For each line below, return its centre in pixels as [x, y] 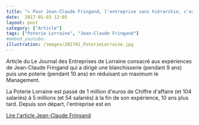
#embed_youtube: [26, 39]
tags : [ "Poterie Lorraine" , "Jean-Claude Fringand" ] [73, 34]
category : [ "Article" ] [34, 28]
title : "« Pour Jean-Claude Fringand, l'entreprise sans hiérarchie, [94, 11]
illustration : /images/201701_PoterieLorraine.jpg [70, 45]
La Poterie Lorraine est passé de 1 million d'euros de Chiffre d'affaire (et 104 [99, 91]
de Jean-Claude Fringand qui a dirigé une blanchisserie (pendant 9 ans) [94, 67]
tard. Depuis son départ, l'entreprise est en [59, 104]
